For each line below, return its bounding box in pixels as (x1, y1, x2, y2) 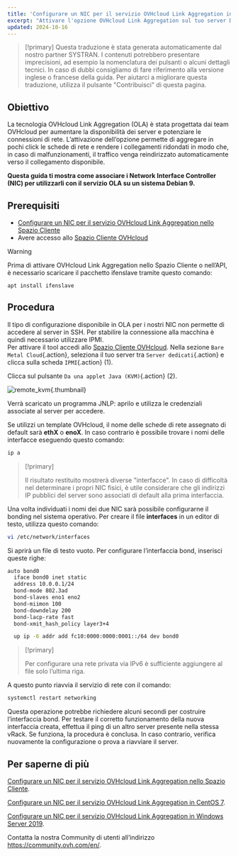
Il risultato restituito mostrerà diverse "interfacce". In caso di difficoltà (24, 476, 228, 484)
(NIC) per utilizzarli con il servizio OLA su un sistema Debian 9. (7, 179, 195, 188)
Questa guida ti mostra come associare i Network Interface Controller (7, 172, 217, 180)
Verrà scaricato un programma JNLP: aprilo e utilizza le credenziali (7, 399, 203, 408)
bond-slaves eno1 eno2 (13, 594, 81, 601)
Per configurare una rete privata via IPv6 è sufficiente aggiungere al (24, 660, 223, 668)
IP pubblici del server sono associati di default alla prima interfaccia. (24, 491, 225, 499)
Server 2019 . (7, 820, 45, 828)
